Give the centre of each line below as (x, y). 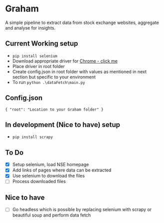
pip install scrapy (33, 137)
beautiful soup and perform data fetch (52, 215)
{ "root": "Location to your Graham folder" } (54, 109)
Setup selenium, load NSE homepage (51, 164)
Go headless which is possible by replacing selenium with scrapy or (82, 209)
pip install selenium (35, 56)
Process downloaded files (39, 181)
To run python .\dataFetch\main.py (49, 82)
